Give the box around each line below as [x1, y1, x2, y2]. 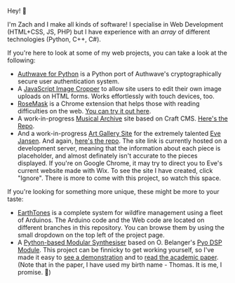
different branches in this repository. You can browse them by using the [17, 223, 224, 231]
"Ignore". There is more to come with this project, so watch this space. [17, 174, 222, 182]
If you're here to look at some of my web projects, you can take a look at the [7, 49, 228, 57]
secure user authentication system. [17, 77, 120, 85]
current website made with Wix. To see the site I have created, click [17, 167, 213, 174]
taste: [7, 195, 24, 203]
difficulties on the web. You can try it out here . [17, 107, 152, 115]
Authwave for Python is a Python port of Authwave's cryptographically [17, 70, 222, 78]
